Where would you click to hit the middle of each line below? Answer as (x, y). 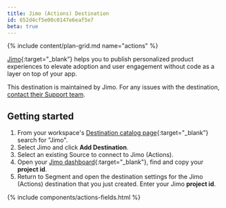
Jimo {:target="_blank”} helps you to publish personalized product (101, 59)
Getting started (41, 116)
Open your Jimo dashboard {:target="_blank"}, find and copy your (110, 162)
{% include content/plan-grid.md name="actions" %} (83, 46)
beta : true (23, 26)
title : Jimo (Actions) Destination (58, 13)
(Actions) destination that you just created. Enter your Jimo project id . (116, 184)
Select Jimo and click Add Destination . (73, 147)
